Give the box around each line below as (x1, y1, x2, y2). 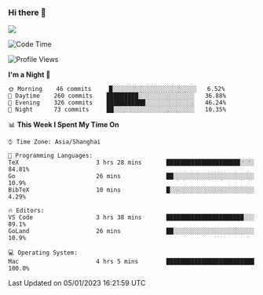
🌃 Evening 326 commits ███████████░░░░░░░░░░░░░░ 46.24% (8, 99, 226, 107)
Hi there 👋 (8, 7, 47, 18)
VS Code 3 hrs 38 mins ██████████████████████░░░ (8, 213, 255, 222)
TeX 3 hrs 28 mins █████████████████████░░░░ (8, 158, 255, 167)
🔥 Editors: (8, 207, 45, 215)
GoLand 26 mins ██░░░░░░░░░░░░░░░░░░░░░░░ (8, 228, 255, 235)
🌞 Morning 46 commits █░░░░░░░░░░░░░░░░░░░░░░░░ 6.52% (8, 86, 225, 93)
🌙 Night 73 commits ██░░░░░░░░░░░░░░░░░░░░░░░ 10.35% (8, 106, 226, 114)
